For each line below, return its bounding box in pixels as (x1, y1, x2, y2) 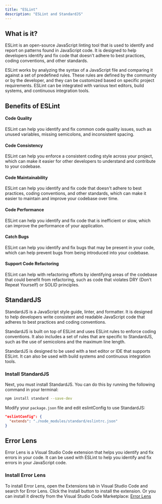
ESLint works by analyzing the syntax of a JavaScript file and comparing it (5, 67, 153, 73)
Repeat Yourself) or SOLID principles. (5, 282, 80, 287)
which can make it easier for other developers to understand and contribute (5, 158, 156, 164)
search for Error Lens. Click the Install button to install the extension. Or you (5, 488, 156, 494)
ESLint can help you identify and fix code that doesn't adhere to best (5, 185, 142, 191)
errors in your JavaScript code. (5, 460, 67, 466)
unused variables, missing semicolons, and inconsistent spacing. (5, 131, 134, 137)
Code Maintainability (5, 174, 48, 180)
